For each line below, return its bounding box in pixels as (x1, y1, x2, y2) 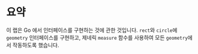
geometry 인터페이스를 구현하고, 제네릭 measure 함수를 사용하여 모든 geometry (6, 34, 188, 41)
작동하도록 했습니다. (12, 41, 59, 49)
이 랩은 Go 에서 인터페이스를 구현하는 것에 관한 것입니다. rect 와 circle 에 (6, 26, 178, 34)
